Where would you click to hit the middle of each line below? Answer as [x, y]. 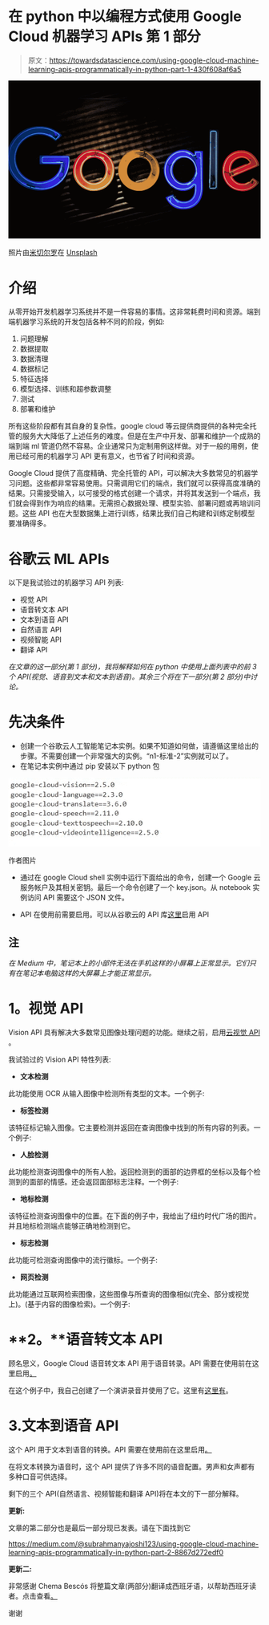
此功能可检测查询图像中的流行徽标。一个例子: [83, 1260]
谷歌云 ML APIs [59, 559]
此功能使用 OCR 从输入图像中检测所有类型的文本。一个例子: [106, 1094]
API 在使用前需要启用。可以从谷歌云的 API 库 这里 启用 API [114, 915]
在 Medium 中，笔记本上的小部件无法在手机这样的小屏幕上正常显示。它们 [129, 963]
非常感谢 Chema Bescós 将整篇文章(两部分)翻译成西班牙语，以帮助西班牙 [129, 1586]
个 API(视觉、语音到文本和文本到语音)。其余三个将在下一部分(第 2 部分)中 [129, 677]
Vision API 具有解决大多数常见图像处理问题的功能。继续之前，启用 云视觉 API [134, 1033]
